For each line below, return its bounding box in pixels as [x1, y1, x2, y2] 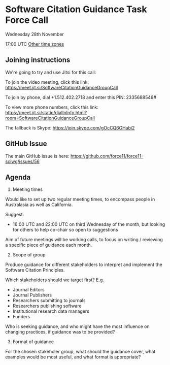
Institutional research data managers [12, 308, 90, 314]
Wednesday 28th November [5, 31, 64, 37]
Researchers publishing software [12, 303, 82, 309]
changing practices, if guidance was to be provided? [5, 329, 115, 335]
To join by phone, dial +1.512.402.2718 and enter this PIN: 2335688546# [5, 94, 156, 100]
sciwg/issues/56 [5, 158, 40, 164]
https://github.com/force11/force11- [70, 153, 144, 159]
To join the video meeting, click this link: [5, 79, 89, 85]
